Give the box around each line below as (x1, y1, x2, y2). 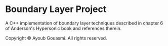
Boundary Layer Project (5, 3, 107, 15)
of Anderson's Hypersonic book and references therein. (5, 25, 122, 31)
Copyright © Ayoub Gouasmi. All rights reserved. (5, 35, 107, 41)
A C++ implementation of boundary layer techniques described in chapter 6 (5, 20, 163, 26)
